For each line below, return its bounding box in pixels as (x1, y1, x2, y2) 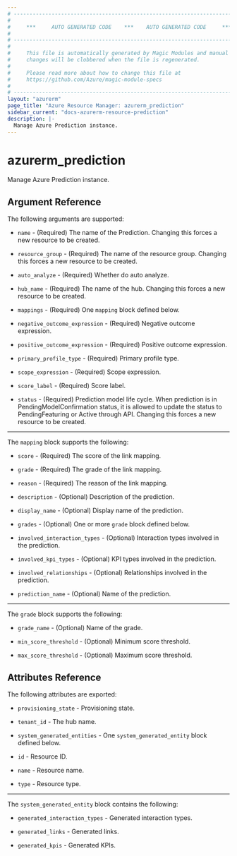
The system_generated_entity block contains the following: (7, 800, 178, 809)
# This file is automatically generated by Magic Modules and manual (7, 50, 229, 57)
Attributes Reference (7, 671, 102, 683)
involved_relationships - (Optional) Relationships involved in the (17, 569, 207, 577)
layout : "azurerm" (7, 96, 61, 103)
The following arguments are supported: (7, 215, 125, 223)
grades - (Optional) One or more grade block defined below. (17, 520, 190, 529)
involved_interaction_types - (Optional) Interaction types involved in (17, 534, 219, 542)
